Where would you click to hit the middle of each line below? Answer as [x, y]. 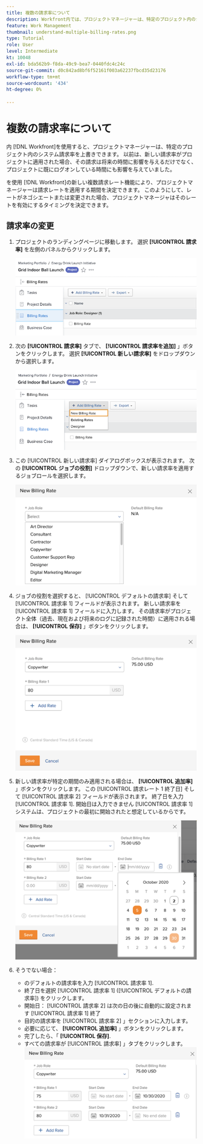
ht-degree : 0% [24, 90]
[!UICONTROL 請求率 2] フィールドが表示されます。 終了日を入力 [103, 796]
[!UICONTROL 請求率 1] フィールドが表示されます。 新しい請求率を [98, 604]
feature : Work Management [39, 25]
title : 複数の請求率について [38, 13]
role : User [20, 45]
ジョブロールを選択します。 [55, 476]
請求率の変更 [30, 226]
